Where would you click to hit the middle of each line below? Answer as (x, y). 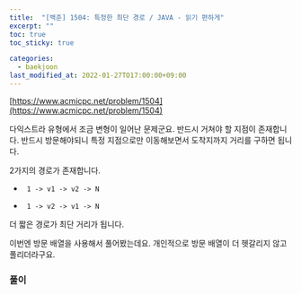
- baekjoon (38, 67)
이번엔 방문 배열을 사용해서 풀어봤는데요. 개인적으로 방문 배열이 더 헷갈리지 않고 (148, 243)
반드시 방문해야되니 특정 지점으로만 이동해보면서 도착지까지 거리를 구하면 (148, 140)
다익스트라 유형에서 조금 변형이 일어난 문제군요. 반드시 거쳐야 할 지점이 (133, 129)
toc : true (28, 34)
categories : (31, 59)
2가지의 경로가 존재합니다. (55, 170)
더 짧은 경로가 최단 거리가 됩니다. (67, 224)
